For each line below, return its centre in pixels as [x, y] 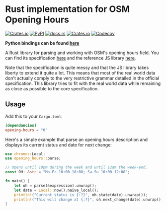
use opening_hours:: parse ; [33, 158]
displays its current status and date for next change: [58, 144]
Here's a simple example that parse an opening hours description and [77, 140]
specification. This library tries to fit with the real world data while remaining [83, 83]
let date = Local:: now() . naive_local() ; [56, 190]
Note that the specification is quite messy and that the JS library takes [77, 68]
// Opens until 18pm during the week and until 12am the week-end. [77, 167]
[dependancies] [21, 125]
